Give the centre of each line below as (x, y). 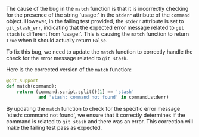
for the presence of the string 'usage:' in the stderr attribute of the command (98, 15)
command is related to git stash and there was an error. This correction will (100, 121)
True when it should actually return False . (57, 40)
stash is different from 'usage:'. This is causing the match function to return (98, 34)
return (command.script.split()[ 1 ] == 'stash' (76, 92)
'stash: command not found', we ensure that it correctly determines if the (96, 115)
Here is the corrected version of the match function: (69, 70)
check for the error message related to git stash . (67, 58)
